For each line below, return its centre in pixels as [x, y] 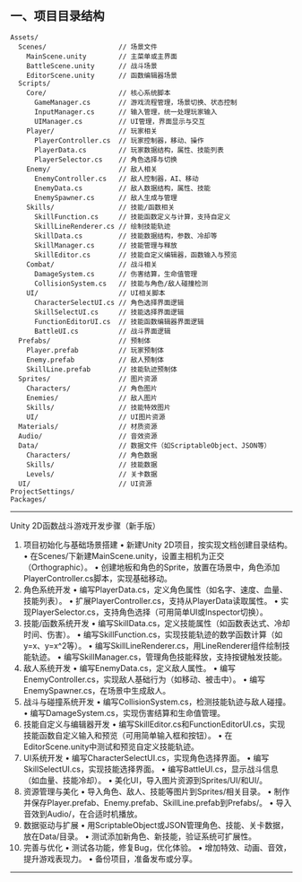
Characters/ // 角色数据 [92, 455]
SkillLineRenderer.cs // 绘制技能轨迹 [102, 226]
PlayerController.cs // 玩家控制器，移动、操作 [119, 140]
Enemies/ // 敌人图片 [92, 397]
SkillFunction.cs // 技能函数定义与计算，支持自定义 [132, 217]
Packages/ [29, 499]
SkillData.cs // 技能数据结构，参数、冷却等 [125, 236]
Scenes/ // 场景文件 [88, 47]
